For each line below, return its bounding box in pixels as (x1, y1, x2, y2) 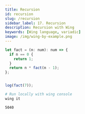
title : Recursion (5, 7, 40, 12)
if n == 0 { (9, 52, 34, 57)
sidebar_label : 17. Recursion (5, 20, 66, 26)
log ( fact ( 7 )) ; (5, 83, 34, 88)
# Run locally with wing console (5, 92, 72, 97)
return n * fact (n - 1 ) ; (9, 65, 59, 70)
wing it (5, 96, 21, 101)
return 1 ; (14, 56, 34, 61)
